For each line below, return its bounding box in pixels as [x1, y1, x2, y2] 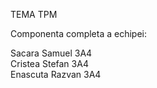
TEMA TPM [10, 9, 58, 20]
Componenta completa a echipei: [10, 28, 148, 39]
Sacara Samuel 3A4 [10, 47, 93, 59]
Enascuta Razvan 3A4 [10, 69, 102, 80]
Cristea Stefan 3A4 [10, 58, 89, 69]
